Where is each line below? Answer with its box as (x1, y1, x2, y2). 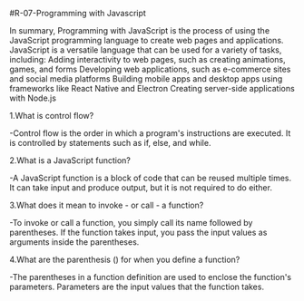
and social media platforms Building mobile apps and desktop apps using (9, 73, 283, 84)
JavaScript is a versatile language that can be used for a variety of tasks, (9, 44, 282, 55)
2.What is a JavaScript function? (9, 155, 132, 166)
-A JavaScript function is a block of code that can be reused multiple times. (9, 172, 292, 183)
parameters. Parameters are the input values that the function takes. (9, 281, 265, 292)
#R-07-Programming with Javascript (9, 8, 147, 18)
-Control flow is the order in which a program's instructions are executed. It (9, 128, 291, 139)
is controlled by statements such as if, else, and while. (9, 138, 211, 148)
